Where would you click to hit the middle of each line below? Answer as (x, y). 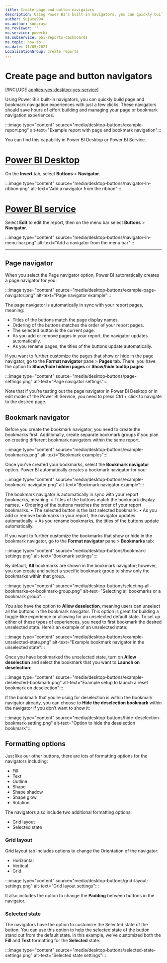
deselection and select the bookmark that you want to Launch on (73, 662)
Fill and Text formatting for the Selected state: (53, 941)
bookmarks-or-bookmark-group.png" (43, 591)
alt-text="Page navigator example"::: (74, 295)
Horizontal (23, 860)
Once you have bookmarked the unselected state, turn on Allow (71, 657)
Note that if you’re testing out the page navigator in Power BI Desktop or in (82, 391)
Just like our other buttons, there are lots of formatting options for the (76, 756)
